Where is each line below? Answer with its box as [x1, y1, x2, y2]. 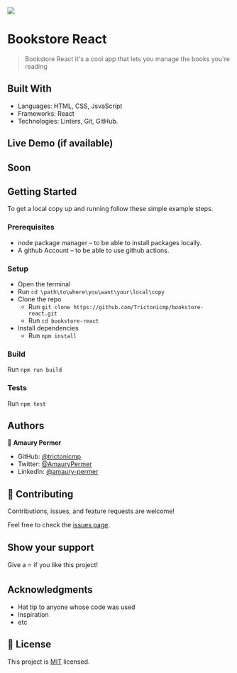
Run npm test [7, 399, 46, 408]
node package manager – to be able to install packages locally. [17, 238, 202, 247]
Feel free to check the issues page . [7, 521, 110, 529]
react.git [28, 310, 58, 317]
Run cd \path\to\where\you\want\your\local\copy [17, 287, 165, 296]
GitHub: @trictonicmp [17, 452, 82, 461]
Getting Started [7, 185, 77, 198]
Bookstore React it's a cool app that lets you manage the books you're [24, 54, 231, 63]
